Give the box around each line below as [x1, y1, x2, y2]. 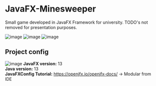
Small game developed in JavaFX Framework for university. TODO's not [5, 19, 148, 25]
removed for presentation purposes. [5, 24, 78, 30]
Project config [5, 48, 49, 56]
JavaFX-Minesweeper [5, 3, 96, 14]
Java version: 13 [5, 66, 39, 72]
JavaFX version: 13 [23, 60, 62, 66]
